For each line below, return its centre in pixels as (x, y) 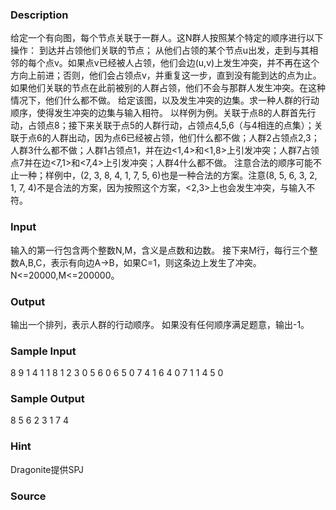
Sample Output (47, 399)
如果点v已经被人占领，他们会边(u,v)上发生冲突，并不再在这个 (193, 63)
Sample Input (43, 351)
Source (28, 496)
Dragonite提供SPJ (47, 469)
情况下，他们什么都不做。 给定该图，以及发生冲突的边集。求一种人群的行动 (165, 100)
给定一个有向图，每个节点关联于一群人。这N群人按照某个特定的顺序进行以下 (167, 38)
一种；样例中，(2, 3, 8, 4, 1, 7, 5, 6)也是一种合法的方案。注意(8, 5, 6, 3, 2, (168, 175)
